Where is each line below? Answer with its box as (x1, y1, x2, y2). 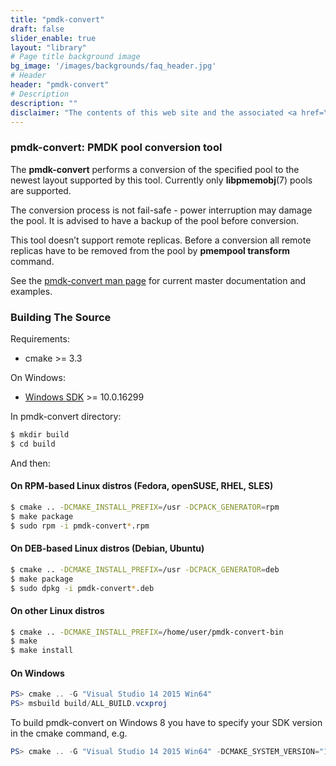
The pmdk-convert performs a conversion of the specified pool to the (10, 163, 300, 175)
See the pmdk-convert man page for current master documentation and (10, 274, 307, 286)
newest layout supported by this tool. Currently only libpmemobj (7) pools (10, 174, 313, 186)
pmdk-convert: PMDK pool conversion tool (10, 141, 223, 155)
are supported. (10, 184, 72, 196)
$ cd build (10, 439, 56, 449)
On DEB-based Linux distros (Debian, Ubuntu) (10, 542, 205, 555)
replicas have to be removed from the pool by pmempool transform (10, 244, 290, 256)
